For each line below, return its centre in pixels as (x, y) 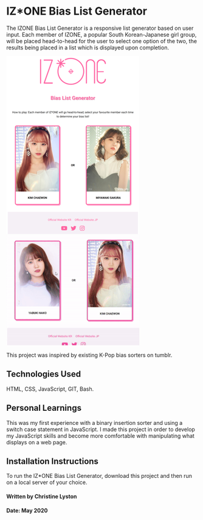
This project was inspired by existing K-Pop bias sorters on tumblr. (89, 355)
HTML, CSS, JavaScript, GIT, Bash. (50, 389)
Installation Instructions (53, 461)
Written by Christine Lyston (42, 496)
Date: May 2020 (27, 510)
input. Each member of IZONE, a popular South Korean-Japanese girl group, (101, 34)
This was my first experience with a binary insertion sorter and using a (95, 422)
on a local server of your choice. (47, 482)
